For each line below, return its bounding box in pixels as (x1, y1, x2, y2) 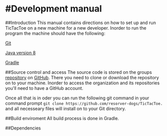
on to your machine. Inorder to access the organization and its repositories (5, 80, 160, 86)
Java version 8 (5, 50, 36, 56)
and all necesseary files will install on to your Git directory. (5, 105, 126, 111)
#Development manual (5, 3, 102, 15)
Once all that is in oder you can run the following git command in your (5, 95, 149, 101)
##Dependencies (5, 125, 41, 131)
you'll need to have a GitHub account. (5, 85, 83, 91)
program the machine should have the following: (5, 30, 106, 36)
